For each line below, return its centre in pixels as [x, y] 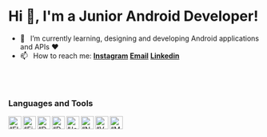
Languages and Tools [51, 103]
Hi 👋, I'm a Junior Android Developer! [133, 16]
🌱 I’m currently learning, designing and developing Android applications [139, 38]
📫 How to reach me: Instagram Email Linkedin [100, 56]
